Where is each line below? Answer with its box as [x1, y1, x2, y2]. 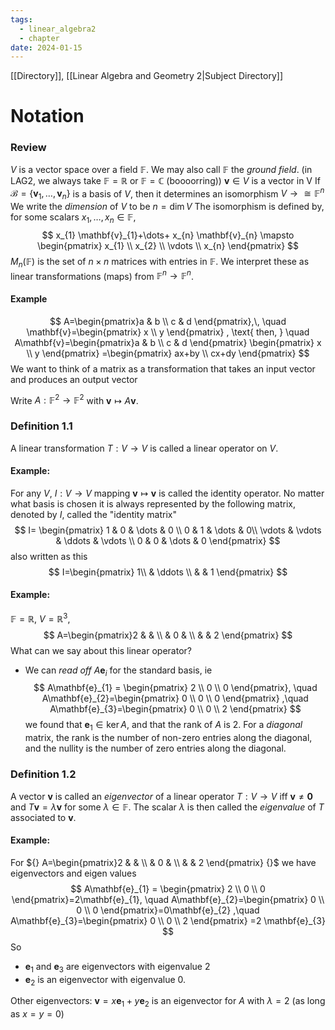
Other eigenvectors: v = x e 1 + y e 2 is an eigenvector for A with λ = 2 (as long [10, 995, 326, 1010]
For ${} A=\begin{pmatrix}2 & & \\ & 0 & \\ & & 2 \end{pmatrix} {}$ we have [10, 856, 317, 868]
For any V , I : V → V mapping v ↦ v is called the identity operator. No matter [10, 487, 325, 499]
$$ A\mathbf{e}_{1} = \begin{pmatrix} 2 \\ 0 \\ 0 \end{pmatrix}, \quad [33, 682, 318, 694]
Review [10, 141, 47, 155]
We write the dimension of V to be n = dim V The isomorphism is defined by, [10, 201, 325, 213]
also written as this [10, 550, 88, 562]
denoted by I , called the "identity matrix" [10, 508, 177, 520]
